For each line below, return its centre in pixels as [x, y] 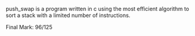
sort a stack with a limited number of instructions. [68, 15]
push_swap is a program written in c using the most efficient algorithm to [97, 9]
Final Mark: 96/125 [29, 27]
